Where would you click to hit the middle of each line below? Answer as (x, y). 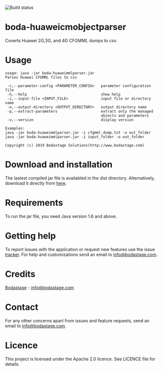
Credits (20, 274)
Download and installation (59, 165)
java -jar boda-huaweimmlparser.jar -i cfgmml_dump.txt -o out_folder (78, 133)
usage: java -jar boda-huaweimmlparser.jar (50, 73)
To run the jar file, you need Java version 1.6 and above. (61, 216)
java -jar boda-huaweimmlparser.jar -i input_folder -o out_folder (75, 137)
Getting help (30, 236)
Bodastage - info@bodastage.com (40, 287)
